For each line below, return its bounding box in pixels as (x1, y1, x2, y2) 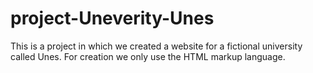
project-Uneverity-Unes (10, 7, 215, 30)
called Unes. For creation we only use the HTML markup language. (10, 50, 286, 62)
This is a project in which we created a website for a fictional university (10, 40, 303, 52)
